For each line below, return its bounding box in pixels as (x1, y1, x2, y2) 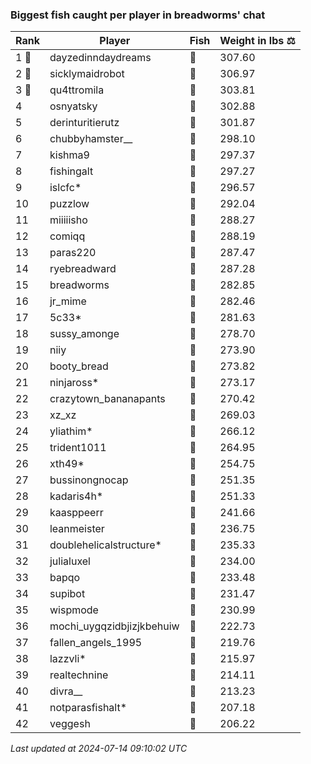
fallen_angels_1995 (49, 636, 143, 650)
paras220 (49, 246, 97, 260)
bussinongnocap (49, 473, 129, 487)
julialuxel (49, 554, 91, 568)
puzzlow (49, 197, 90, 211)
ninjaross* (49, 376, 100, 390)
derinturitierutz (49, 116, 120, 130)
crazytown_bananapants (49, 392, 166, 406)
